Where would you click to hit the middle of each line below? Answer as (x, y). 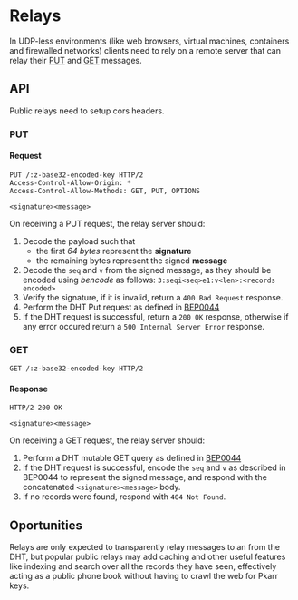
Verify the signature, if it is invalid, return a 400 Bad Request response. (153, 297)
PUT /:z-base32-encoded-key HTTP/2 (77, 175)
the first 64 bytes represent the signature (114, 251)
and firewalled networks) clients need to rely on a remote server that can (145, 50)
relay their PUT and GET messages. (76, 60)
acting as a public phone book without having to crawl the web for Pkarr (144, 576)
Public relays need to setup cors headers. (87, 111)
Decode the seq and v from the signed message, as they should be (147, 270)
